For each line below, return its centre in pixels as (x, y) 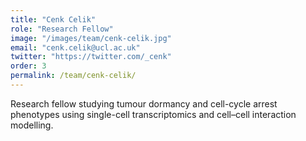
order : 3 (28, 66)
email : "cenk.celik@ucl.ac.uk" (75, 47)
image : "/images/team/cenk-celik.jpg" (91, 38)
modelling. (32, 125)
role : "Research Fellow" (62, 29)
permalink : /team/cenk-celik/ (73, 76)
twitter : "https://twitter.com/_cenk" (91, 57)
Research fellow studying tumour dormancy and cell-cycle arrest (144, 103)
